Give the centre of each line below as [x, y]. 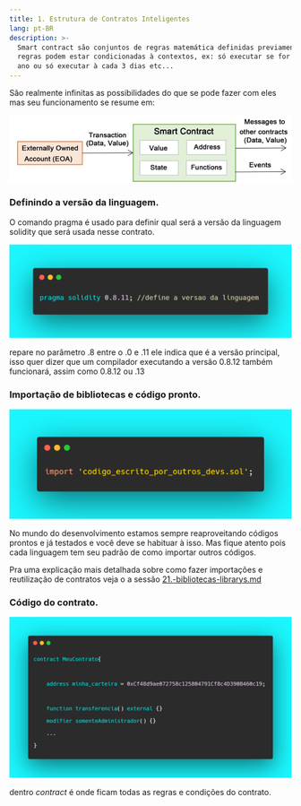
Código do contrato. [54, 602]
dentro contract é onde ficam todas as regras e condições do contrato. [140, 793]
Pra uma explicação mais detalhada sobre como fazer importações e [136, 569]
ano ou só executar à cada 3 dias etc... [96, 66]
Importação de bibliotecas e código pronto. [105, 394]
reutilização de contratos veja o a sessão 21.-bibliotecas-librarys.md [135, 579]
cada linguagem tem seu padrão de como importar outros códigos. [133, 552]
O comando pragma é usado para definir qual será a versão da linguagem [146, 222]
